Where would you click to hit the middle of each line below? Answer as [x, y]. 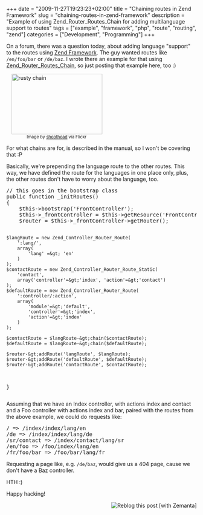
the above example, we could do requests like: [64, 417]
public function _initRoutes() [53, 197]
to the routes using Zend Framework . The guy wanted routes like [87, 53]
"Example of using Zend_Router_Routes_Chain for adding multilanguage [96, 21]
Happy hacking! [26, 494]
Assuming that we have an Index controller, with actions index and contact [99, 404]
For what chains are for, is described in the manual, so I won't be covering [98, 148]
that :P [14, 154]
